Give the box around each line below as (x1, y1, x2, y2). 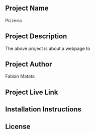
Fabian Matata (5, 73, 35, 80)
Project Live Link (5, 88, 58, 96)
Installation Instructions (5, 105, 82, 114)
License (5, 122, 31, 130)
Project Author (5, 60, 52, 69)
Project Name (5, 4, 49, 13)
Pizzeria (5, 17, 22, 23)
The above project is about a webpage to (5, 45, 90, 51)
